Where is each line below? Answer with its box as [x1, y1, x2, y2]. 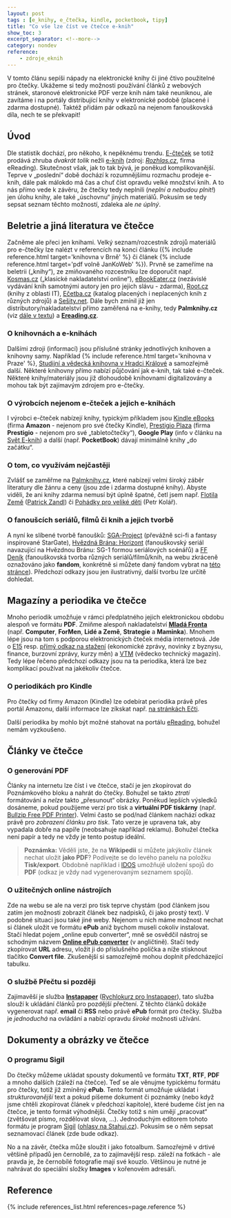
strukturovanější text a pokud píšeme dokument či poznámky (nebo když [7, 1093, 214, 1101]
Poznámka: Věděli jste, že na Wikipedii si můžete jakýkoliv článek [23, 846, 212, 855]
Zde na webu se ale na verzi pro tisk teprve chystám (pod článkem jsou [7, 901, 210, 909]
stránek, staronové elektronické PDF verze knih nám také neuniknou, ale [7, 88, 212, 97]
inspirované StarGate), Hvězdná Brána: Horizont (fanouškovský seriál [7, 538, 204, 547]
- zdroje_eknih [19, 55, 63, 62]
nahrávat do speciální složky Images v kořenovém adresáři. [7, 1164, 177, 1173]
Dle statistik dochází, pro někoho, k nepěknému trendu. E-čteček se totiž [7, 149, 214, 157]
